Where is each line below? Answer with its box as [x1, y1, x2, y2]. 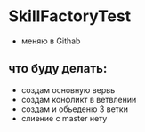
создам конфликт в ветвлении [20, 94, 137, 105]
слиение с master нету [20, 113, 108, 123]
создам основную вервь [20, 84, 116, 95]
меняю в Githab [20, 35, 81, 46]
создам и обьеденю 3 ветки [20, 104, 128, 114]
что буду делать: [8, 61, 108, 76]
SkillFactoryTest [8, 6, 132, 27]
